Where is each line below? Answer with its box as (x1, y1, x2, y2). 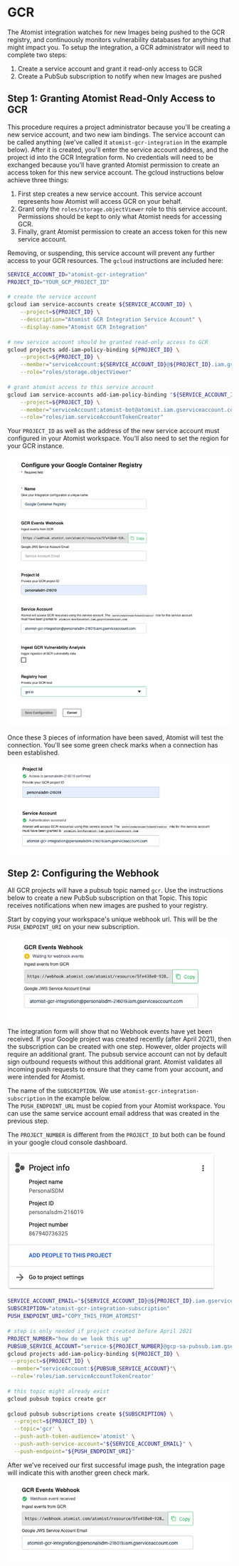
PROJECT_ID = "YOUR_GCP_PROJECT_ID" (7, 279, 110, 286)
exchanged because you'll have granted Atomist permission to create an (7, 160, 220, 169)
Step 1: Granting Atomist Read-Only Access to (7, 93, 216, 105)
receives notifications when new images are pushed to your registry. (7, 901, 208, 910)
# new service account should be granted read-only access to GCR (7, 338, 208, 346)
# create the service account (7, 294, 97, 301)
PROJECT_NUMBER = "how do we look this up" (7, 1335, 132, 1342)
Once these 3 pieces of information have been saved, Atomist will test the (7, 733, 224, 742)
